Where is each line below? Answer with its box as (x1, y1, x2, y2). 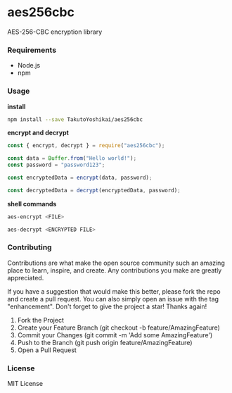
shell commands (7, 199, 57, 208)
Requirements (7, 45, 57, 55)
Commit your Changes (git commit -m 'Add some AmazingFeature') (17, 330, 213, 339)
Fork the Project (17, 316, 65, 324)
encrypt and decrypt (7, 128, 69, 137)
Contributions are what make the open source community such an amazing (7, 258, 225, 267)
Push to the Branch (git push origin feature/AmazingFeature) (17, 338, 193, 347)
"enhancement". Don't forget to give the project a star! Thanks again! (7, 302, 207, 311)
